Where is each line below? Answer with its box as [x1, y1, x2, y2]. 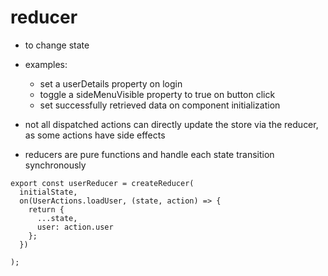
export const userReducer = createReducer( [10, 178, 195, 188]
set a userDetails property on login [39, 77, 183, 90]
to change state [24, 39, 90, 51]
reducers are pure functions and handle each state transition [24, 148, 275, 160]
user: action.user [36, 222, 114, 232]
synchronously [24, 159, 87, 171]
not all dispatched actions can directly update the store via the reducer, [24, 118, 319, 130]
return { [28, 204, 65, 215]
